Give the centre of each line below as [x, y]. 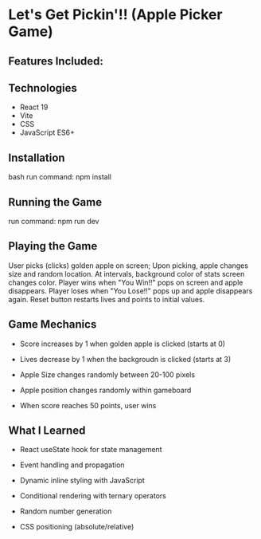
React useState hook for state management [91, 450]
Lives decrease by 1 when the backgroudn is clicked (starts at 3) [125, 359]
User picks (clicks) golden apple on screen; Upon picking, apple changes [129, 266]
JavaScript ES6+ [47, 132]
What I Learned [47, 431]
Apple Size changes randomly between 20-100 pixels [107, 374]
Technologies [43, 88]
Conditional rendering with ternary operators [93, 496]
